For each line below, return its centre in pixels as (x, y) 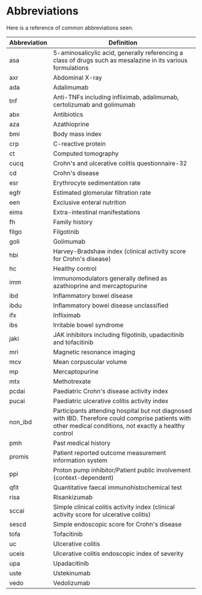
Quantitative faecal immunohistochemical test (118, 487)
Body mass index (77, 134)
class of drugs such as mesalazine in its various (121, 60)
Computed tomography (86, 153)
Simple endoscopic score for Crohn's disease (118, 524)
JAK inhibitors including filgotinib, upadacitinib (119, 334)
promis (19, 457)
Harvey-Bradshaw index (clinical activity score (120, 251)
